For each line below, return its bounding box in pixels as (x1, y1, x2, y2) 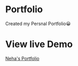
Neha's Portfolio (5, 55, 40, 61)
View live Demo (5, 38, 73, 50)
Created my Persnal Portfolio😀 (5, 20, 71, 27)
